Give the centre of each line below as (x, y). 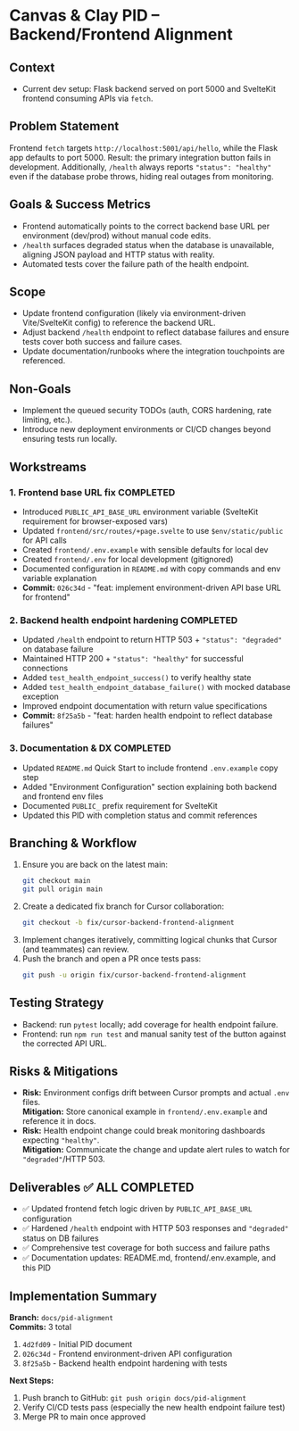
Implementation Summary (83, 1296)
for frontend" (46, 597)
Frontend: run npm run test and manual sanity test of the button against (154, 1034)
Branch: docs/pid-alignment (62, 1318)
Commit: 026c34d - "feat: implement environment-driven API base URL (151, 587)
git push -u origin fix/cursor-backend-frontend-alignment (134, 975)
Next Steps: (32, 1381)
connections (45, 668)
